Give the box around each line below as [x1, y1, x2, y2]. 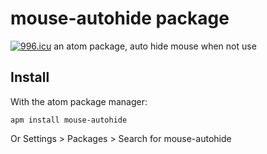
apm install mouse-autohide [10, 115, 128, 125]
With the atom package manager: [10, 95, 148, 107]
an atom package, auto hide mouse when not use [53, 40, 257, 52]
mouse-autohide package [10, 7, 230, 30]
